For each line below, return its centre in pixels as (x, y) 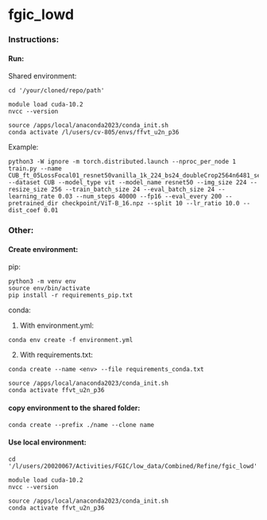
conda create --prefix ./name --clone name (81, 425)
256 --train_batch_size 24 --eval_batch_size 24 (133, 190)
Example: (23, 147)
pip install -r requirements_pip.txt (71, 296)
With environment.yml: (56, 326)
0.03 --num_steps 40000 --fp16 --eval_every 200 (140, 196)
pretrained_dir (33, 204)
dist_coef (25, 211)
